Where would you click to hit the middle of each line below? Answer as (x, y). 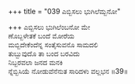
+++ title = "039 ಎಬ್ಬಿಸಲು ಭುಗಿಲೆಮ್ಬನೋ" (64, 11)
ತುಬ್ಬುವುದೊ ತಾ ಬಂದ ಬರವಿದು (44, 53)
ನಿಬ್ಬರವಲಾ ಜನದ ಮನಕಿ (36, 62)
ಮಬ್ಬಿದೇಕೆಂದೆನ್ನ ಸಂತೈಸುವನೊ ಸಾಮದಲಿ (53, 45)
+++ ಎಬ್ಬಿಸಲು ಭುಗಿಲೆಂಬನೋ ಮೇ (49, 27)
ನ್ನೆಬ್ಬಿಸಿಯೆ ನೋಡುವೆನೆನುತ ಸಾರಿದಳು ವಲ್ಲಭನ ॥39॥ (68, 71)
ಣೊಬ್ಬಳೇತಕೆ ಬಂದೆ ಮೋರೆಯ (41, 36)
